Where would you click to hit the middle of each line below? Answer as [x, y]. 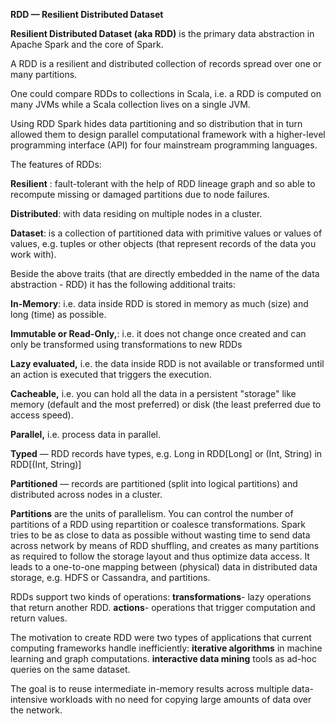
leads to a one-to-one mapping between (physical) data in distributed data [164, 567]
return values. [39, 618]
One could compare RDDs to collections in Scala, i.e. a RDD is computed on [166, 93]
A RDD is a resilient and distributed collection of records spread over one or [166, 63]
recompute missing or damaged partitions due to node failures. [140, 194]
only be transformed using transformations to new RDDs [126, 344]
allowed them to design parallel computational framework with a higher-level [168, 134]
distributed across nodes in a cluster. [86, 494]
